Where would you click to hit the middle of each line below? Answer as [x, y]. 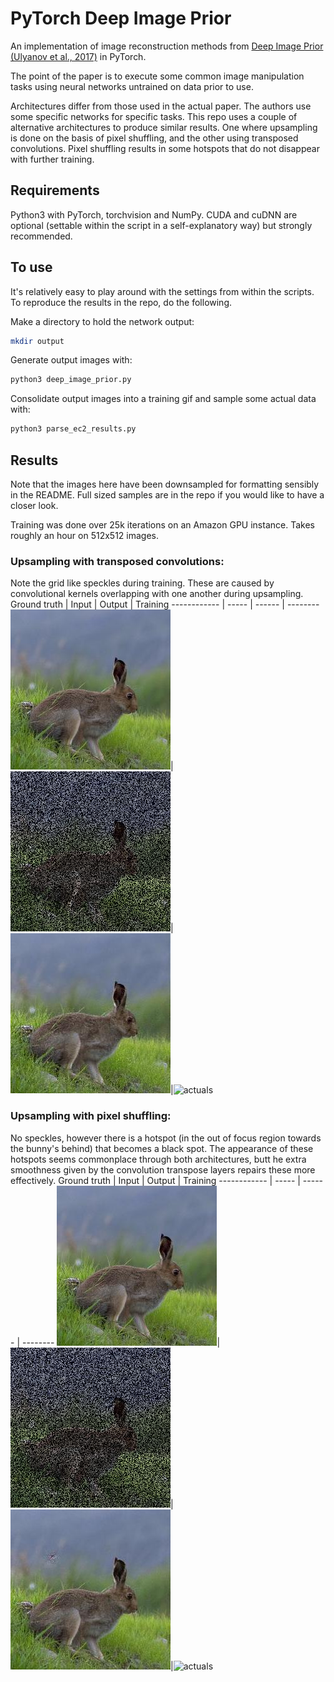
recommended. [41, 236]
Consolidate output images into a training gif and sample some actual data [163, 399]
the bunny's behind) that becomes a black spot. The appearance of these [162, 1148]
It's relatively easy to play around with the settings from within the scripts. [162, 291]
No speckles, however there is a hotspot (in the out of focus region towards [166, 1138]
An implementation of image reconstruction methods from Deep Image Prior [167, 46]
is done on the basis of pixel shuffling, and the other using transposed [154, 138]
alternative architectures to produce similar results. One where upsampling [164, 127]
